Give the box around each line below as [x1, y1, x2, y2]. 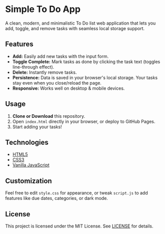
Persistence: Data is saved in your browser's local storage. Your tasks [12, 74, 158, 81]
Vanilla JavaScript [12, 162, 50, 168]
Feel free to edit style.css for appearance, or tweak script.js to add [5, 190, 148, 196]
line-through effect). [12, 64, 54, 70]
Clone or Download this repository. [12, 113, 85, 119]
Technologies [5, 138, 49, 146]
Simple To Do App [5, 4, 81, 15]
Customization [5, 176, 52, 185]
